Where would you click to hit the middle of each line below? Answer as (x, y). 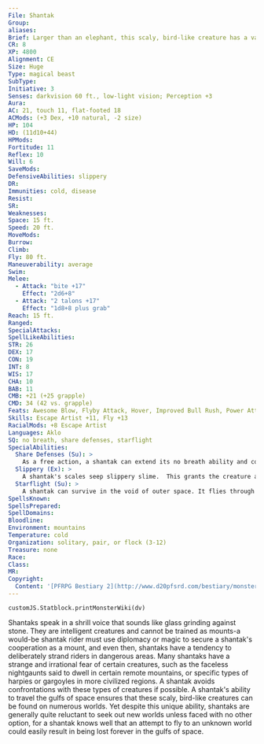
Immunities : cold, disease (52, 191)
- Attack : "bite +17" (51, 287)
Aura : (17, 103)
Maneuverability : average (50, 265)
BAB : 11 (21, 389)
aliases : (22, 30)
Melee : (19, 279)
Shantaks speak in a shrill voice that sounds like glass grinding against (122, 622)
